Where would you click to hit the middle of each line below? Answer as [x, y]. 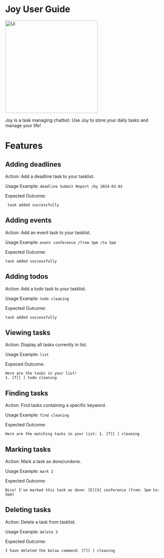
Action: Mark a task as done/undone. [43, 461]
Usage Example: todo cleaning [37, 298]
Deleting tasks [28, 510]
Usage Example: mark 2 [29, 471]
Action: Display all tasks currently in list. [46, 345]
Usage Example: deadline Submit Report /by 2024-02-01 [64, 186]
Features [24, 146]
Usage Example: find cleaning [37, 415]
